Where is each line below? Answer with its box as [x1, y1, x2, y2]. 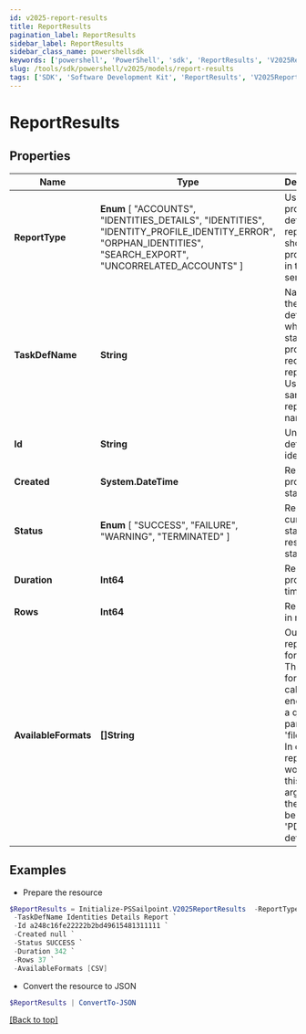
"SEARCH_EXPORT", [99, 248, 189, 260]
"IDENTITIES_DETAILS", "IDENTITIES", [99, 214, 266, 227]
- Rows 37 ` [13, 955, 55, 965]
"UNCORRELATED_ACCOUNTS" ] [99, 259, 244, 272]
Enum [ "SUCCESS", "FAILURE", [99, 518, 239, 531]
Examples [9, 862, 66, 878]
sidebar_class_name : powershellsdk [9, 47, 145, 57]
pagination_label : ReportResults [9, 30, 137, 39]
